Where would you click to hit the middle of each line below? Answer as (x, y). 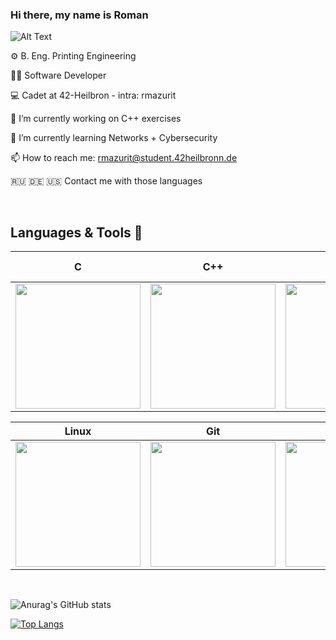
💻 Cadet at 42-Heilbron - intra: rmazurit (93, 95)
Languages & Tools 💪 (76, 232)
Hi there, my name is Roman (79, 15)
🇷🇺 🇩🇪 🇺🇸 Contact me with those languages (106, 181)
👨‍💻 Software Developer (58, 75)
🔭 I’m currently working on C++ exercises (96, 119)
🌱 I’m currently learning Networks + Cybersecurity (114, 138)
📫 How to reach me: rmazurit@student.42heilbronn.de (124, 158)
